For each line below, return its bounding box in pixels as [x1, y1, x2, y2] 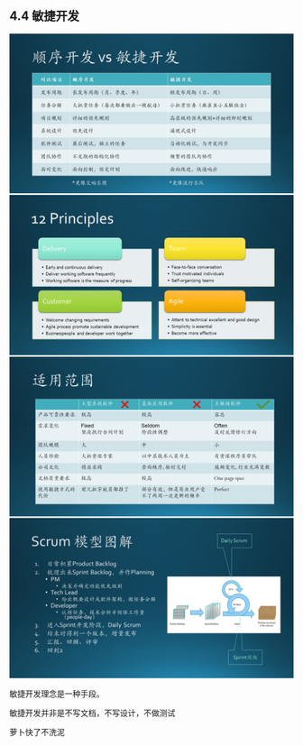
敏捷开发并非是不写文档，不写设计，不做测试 [9, 707, 176, 718]
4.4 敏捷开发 [9, 8, 79, 24]
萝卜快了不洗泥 [9, 726, 65, 737]
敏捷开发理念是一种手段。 [9, 688, 105, 699]
